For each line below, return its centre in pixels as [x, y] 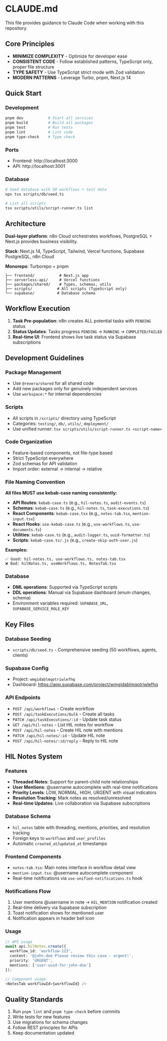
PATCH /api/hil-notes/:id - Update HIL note [59, 735]
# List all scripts [26, 204]
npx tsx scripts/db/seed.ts [35, 195]
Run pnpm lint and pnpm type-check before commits [66, 1012]
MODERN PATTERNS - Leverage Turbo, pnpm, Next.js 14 [72, 77]
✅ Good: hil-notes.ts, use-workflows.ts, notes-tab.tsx [65, 559]
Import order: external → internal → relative [57, 469]
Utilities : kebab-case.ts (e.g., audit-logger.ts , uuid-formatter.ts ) [81, 535]
